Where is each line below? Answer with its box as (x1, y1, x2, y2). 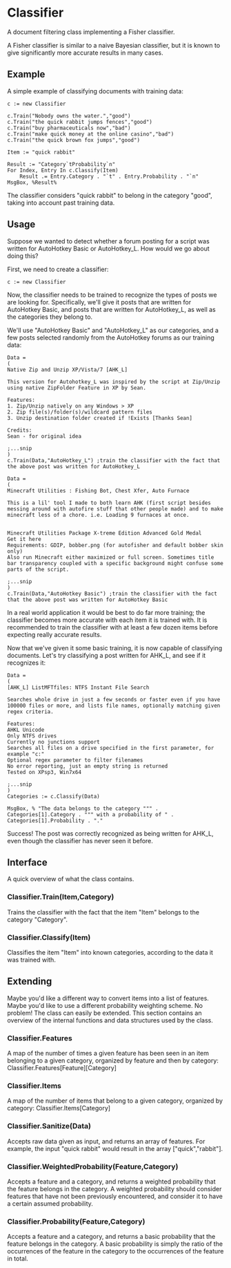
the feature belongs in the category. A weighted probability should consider (7, 1184, 222, 1193)
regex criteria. (7, 708, 54, 715)
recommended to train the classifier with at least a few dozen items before (7, 623, 219, 631)
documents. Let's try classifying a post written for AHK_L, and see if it (7, 651, 206, 659)
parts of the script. (7, 566, 70, 573)
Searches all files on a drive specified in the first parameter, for (7, 744, 214, 751)
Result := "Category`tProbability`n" (7, 160, 116, 167)
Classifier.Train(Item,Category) (7, 892, 114, 902)
